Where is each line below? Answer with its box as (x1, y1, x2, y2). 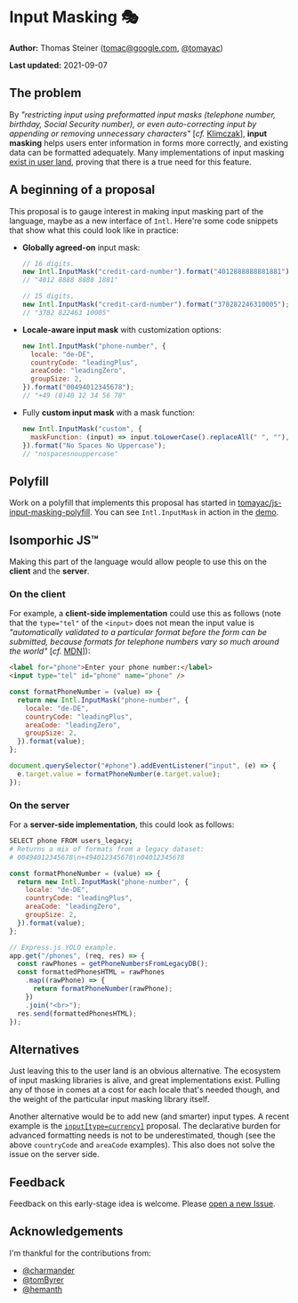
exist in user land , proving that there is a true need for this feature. (9, 157, 252, 167)
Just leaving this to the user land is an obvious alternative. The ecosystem (9, 1066, 281, 1076)
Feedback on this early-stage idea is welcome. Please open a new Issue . (9, 1198, 276, 1210)
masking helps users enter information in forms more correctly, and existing (9, 137, 289, 148)
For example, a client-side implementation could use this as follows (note (9, 608, 282, 619)
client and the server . (9, 566, 90, 576)
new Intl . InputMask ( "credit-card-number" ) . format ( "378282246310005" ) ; (21, 300, 290, 310)
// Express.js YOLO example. (9, 943, 117, 952)
